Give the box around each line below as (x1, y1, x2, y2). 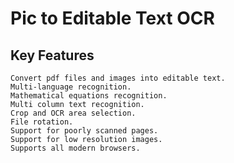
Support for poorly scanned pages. (10, 126, 159, 136)
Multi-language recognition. (10, 82, 132, 92)
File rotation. (10, 117, 74, 127)
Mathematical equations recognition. (10, 91, 168, 101)
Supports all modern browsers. (10, 143, 141, 153)
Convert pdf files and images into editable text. (10, 73, 226, 83)
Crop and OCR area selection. (10, 108, 137, 118)
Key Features (10, 47, 95, 64)
